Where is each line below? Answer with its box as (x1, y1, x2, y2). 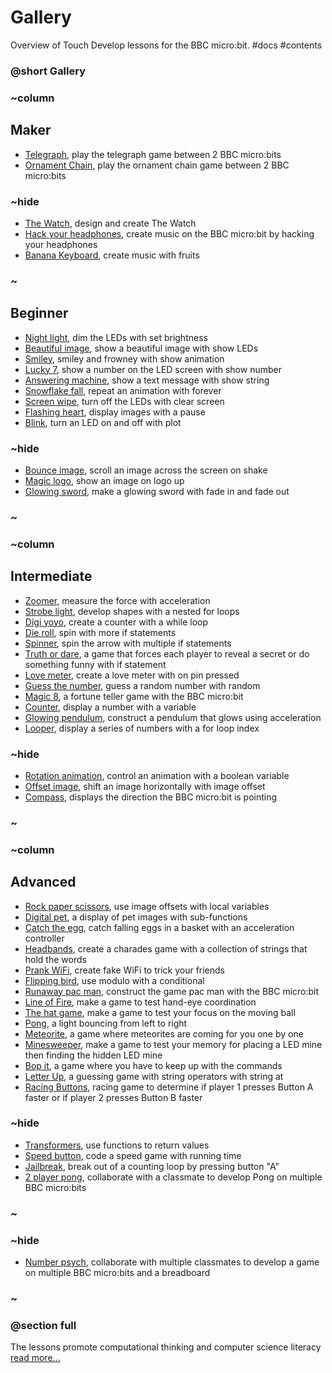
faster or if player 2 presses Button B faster (24, 1091, 203, 1103)
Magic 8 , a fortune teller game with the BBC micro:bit (24, 690, 244, 702)
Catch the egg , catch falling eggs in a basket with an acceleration (24, 921, 295, 933)
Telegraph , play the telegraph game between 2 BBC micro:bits (24, 148, 282, 160)
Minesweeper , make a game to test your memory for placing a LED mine (24, 1038, 323, 1050)
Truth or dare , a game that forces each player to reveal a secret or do (24, 647, 310, 660)
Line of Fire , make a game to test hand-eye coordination (24, 996, 257, 1008)
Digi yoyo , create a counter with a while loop (24, 616, 208, 628)
